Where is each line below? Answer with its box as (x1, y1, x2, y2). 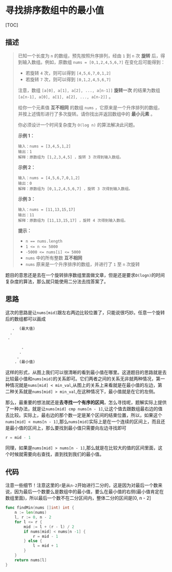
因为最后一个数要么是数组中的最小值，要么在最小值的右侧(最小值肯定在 (14, 489, 164, 495)
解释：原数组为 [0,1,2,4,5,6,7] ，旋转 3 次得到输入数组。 (17, 186, 133, 191)
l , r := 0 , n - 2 (14, 515, 52, 520)
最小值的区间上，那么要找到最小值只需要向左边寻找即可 (9, 425, 126, 431)
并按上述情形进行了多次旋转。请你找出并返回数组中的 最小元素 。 (17, 111, 155, 117)
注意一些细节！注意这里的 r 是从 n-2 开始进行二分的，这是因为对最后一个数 (5, 482, 158, 489)
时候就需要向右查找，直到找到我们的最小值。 (9, 451, 104, 457)
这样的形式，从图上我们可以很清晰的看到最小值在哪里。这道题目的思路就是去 (5, 369, 167, 375)
